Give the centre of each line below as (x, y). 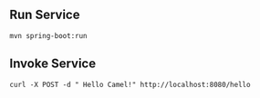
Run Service (45, 15)
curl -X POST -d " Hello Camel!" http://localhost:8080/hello (130, 84)
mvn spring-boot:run (49, 35)
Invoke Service (53, 64)
